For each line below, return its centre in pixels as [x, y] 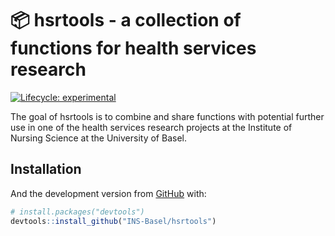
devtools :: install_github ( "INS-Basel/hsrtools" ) [113, 221]
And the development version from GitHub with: [108, 193]
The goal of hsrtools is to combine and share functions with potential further [167, 116]
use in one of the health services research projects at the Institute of [151, 127]
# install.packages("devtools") [77, 212]
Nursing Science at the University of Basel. [98, 138]
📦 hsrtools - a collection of [126, 20]
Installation [46, 169]
